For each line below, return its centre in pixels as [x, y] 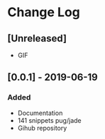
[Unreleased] [37, 38]
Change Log [44, 12]
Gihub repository [42, 128]
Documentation [40, 113]
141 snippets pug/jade [49, 120]
